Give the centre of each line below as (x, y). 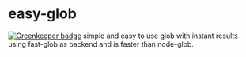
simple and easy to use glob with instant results (161, 36)
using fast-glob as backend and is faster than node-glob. (101, 44)
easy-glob (42, 14)
